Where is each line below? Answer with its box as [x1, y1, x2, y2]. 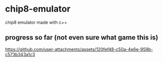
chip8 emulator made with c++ [5, 19, 67, 25]
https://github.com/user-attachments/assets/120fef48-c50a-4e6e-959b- [5, 46, 153, 52]
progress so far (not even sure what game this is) [5, 33, 159, 42]
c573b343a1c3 [5, 51, 35, 57]
